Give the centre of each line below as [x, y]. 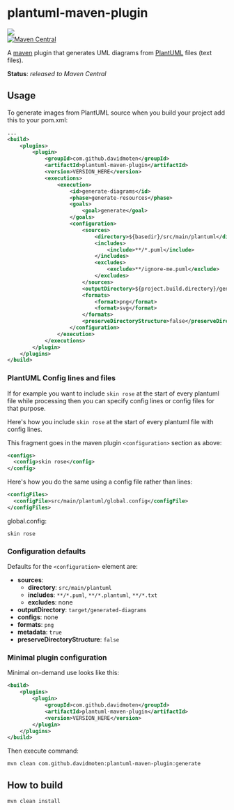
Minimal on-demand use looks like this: [63, 673]
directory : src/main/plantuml [70, 588]
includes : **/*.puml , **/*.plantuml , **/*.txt [93, 595]
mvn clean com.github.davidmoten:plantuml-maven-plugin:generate [104, 764]
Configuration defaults [47, 551]
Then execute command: [43, 751]
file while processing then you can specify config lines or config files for [111, 400]
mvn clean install [34, 802]
